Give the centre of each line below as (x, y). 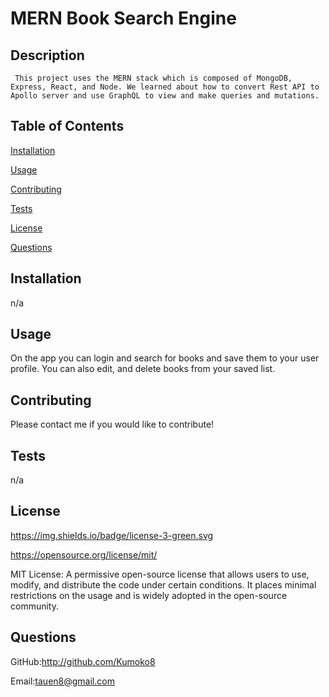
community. (34, 606)
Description (47, 55)
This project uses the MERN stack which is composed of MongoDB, (153, 78)
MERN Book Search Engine (123, 18)
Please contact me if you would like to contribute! (112, 424)
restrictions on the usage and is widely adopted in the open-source (149, 595)
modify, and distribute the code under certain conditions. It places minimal (163, 584)
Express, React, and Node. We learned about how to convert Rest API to (165, 87)
